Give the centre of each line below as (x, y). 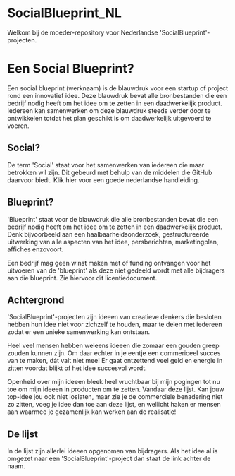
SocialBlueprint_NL (64, 13)
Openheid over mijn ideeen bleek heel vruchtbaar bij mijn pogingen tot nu (114, 382)
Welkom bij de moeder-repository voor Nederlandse (83, 32)
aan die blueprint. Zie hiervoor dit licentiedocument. (82, 278)
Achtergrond (36, 300)
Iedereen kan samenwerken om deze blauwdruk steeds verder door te (109, 110)
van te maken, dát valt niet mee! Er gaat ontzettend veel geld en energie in (115, 361)
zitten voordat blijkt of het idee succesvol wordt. (77, 368)
